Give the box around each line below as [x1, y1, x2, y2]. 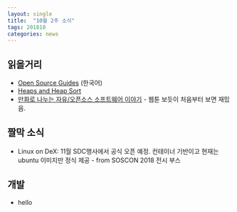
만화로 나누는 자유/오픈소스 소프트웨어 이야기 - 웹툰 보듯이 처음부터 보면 [17, 95, 217, 104]
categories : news [7, 30, 59, 38]
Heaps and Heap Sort [17, 87, 82, 95]
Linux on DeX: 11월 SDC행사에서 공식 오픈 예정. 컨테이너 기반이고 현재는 [17, 147, 219, 155]
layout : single [7, 10, 53, 18]
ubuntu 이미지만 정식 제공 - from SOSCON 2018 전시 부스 [17, 156, 181, 164]
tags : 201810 [7, 23, 46, 31]
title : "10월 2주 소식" [7, 17, 75, 24]
